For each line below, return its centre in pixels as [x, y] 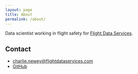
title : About [19, 14]
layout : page [19, 10]
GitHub [20, 66]
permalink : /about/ [26, 19]
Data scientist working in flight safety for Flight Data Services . [69, 33]
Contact [18, 49]
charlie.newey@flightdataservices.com [53, 61]
